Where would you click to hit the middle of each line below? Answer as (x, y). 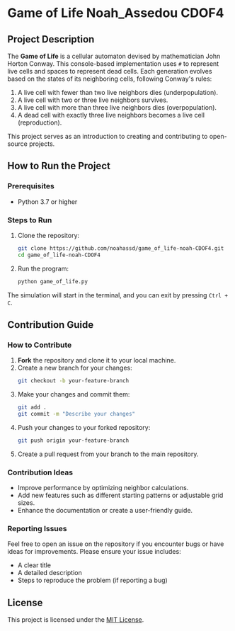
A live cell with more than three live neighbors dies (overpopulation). (117, 107)
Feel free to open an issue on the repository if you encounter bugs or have (116, 544)
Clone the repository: (48, 235)
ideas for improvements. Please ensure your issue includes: (94, 552)
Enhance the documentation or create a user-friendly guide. (105, 511)
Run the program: (43, 268)
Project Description (51, 39)
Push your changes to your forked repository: (84, 427)
